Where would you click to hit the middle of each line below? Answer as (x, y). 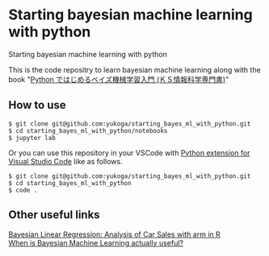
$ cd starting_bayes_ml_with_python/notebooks (88, 130)
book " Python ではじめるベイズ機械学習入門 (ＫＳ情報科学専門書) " (119, 79)
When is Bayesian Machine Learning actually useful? (96, 242)
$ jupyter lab (32, 138)
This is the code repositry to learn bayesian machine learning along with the (134, 69)
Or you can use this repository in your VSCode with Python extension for (129, 153)
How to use (37, 105)
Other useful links (54, 215)
